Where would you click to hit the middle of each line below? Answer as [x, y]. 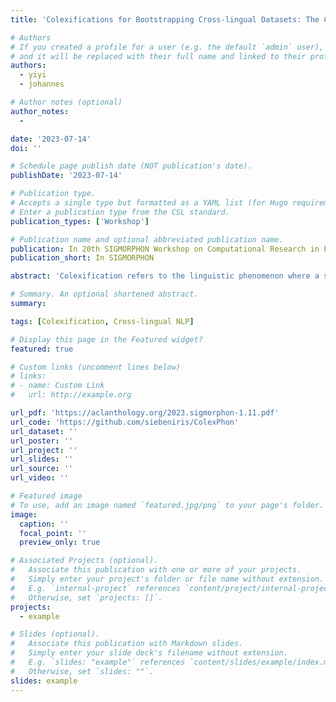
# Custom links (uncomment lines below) [96, 367]
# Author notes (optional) [66, 102]
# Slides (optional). [55, 634]
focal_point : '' [53, 533]
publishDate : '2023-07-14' [66, 176]
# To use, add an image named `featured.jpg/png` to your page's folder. [167, 505]
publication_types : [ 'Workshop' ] [80, 221]
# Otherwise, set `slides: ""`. [82, 671]
